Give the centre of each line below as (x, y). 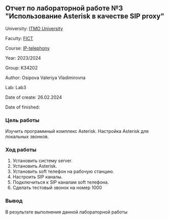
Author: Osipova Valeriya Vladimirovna (45, 78)
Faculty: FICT (19, 38)
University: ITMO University (34, 28)
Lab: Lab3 (16, 87)
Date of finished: (23, 107)
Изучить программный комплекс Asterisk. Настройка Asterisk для (77, 131)
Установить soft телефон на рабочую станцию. (63, 171)
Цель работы (22, 120)
